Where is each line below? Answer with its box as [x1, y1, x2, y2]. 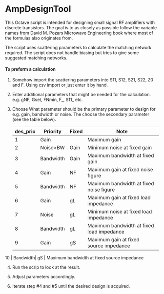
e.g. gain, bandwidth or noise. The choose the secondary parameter [12, 111, 150, 118]
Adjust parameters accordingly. [12, 274, 76, 280]
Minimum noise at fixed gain [87, 144, 152, 151]
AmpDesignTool [5, 3, 71, 15]
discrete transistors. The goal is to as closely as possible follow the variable [5, 24, 157, 30]
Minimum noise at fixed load [87, 208, 152, 215]
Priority [43, 128, 62, 135]
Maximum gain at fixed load [87, 194, 151, 201]
